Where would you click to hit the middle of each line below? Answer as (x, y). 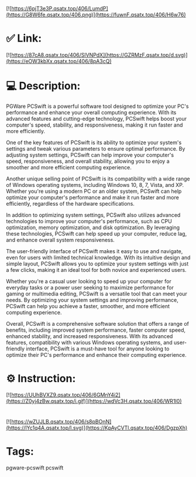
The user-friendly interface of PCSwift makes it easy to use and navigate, (94, 251)
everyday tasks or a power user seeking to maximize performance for (90, 287)
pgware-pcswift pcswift (35, 468)
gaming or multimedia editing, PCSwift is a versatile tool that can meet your (97, 294)
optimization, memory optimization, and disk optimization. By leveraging (93, 227)
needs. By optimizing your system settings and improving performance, (92, 300)
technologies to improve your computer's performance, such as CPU (89, 221)
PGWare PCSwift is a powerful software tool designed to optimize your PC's (97, 106)
